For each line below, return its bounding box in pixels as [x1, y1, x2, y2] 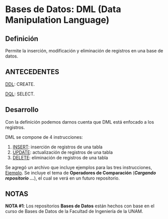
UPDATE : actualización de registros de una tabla [12, 149, 113, 155]
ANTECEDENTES [5, 68, 59, 76]
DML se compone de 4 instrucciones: [5, 134, 83, 140]
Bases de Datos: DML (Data [5, 4, 122, 15]
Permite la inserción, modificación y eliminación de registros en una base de [5, 48, 163, 53]
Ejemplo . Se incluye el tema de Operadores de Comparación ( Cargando [5, 170, 156, 176]
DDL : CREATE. [5, 81, 35, 87]
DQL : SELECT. [5, 91, 35, 97]
